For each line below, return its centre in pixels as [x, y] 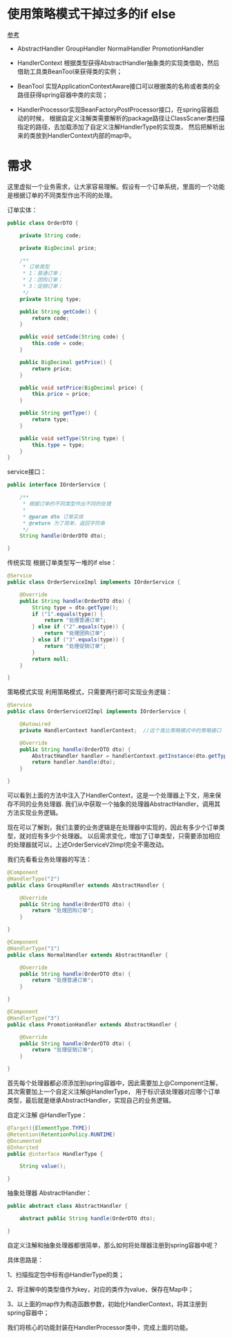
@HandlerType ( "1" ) [33, 948]
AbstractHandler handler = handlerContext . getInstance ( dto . [120, 756]
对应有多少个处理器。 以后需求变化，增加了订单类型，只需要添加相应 [123, 836]
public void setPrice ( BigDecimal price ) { [81, 388]
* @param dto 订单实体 [53, 516]
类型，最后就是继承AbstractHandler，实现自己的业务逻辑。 [91, 1100]
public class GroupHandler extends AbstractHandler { [86, 885]
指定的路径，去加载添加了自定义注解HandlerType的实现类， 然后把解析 [118, 127]
